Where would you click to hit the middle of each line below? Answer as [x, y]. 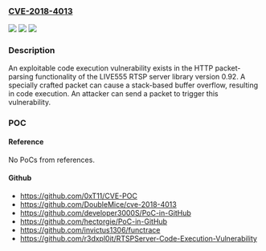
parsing [21, 76]
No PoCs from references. [51, 160]
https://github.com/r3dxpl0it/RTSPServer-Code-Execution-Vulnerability [138, 238]
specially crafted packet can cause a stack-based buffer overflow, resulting [133, 85]
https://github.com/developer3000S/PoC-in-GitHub [105, 213]
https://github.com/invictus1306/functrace [90, 229]
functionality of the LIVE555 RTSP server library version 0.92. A [140, 76]
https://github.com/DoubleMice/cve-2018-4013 [98, 204]
